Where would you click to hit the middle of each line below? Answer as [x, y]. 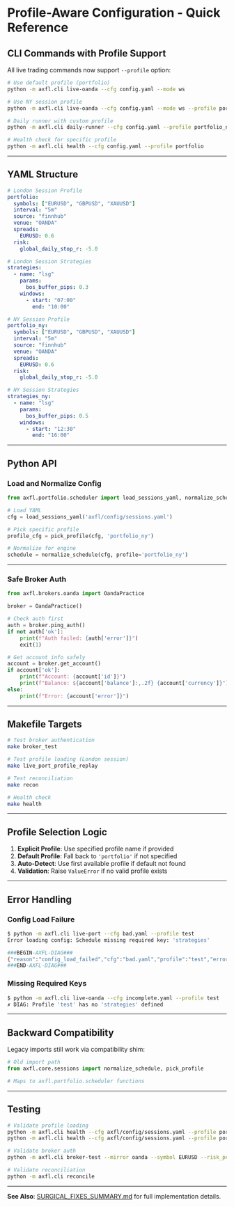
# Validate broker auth [42, 1151]
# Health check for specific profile [62, 140]
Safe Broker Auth [37, 579]
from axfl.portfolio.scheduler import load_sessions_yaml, [95, 498]
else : [15, 689]
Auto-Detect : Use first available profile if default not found [101, 864]
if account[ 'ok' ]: [34, 670]
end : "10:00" [51, 307]
